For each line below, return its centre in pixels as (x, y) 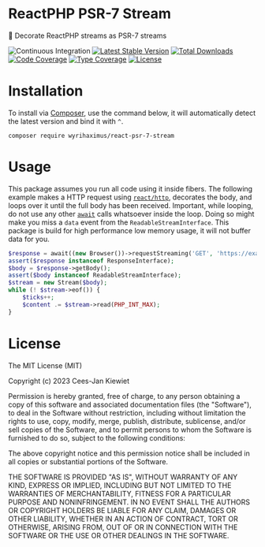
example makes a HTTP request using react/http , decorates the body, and (130, 197)
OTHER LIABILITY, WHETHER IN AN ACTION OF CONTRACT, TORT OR (123, 519)
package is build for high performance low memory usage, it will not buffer (129, 230)
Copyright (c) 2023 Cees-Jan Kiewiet (69, 381)
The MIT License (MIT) (45, 365)
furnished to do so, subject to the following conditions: (97, 437)
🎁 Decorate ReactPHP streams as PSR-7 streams (88, 35)
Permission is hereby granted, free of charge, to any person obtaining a (124, 396)
